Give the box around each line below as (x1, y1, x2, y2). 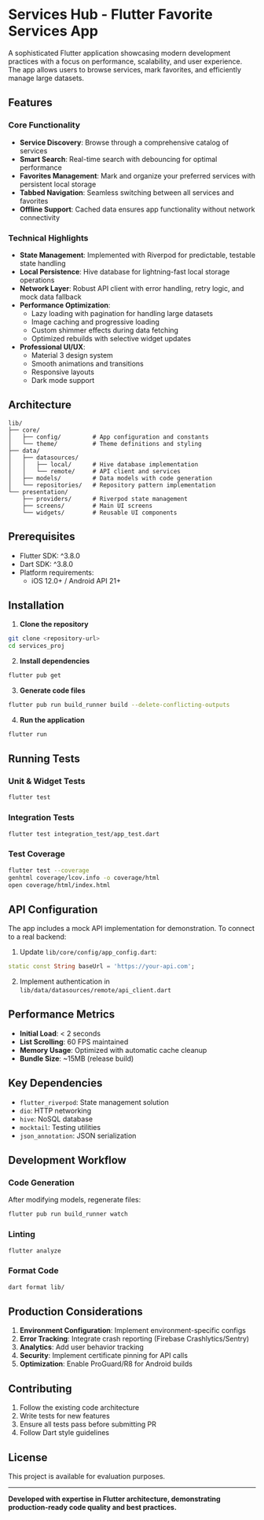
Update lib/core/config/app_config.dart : (19, 948, 157, 957)
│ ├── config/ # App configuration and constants (8, 432, 210, 441)
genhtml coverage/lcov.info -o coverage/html (8, 874, 159, 881)
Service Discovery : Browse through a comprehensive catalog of (19, 138, 229, 147)
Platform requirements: (19, 568, 94, 577)
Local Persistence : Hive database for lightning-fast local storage (19, 267, 230, 276)
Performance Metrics (8, 1008, 115, 1021)
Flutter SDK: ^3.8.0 (19, 550, 81, 560)
